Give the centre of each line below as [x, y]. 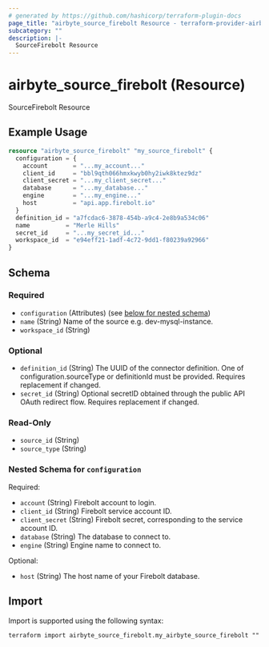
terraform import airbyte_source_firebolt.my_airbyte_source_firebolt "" [134, 635]
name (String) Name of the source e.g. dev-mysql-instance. [116, 321]
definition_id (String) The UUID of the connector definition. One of [132, 368]
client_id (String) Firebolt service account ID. [96, 511]
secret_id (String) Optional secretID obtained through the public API [132, 394]
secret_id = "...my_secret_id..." [80, 233]
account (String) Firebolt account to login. [88, 502]
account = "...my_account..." [84, 166]
